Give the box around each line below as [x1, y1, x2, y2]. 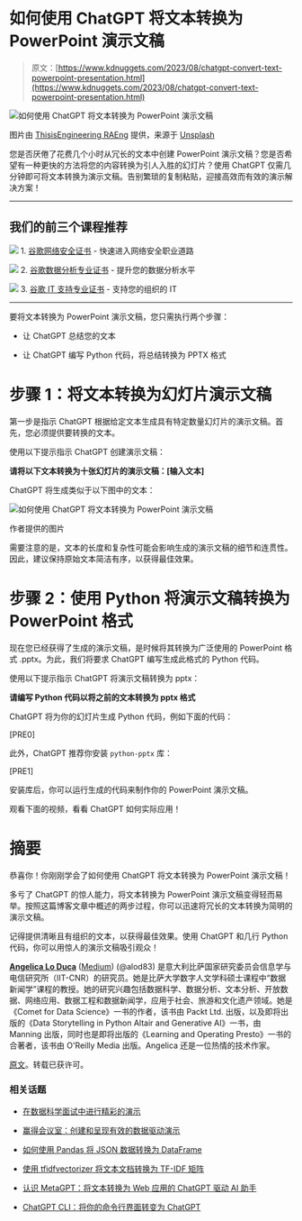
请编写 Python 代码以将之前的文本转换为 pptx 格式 [9, 691, 196, 703]
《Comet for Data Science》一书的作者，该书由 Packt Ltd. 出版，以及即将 [9, 1006, 281, 1016]
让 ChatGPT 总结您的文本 [22, 330, 117, 341]
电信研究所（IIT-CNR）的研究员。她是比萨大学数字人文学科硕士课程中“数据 [9, 972, 286, 983]
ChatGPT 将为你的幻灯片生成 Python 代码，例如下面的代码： [9, 711, 234, 722]
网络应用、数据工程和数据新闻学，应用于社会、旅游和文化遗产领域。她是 [24, 995, 293, 1006]
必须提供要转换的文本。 [32, 427, 120, 438]
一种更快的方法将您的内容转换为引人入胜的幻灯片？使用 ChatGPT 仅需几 [24, 159, 292, 170]
